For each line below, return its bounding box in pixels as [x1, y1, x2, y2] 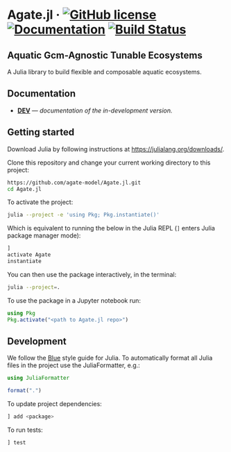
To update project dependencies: [7, 400, 102, 408]
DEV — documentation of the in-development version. [17, 106, 173, 115]
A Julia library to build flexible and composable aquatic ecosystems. [7, 68, 203, 76]
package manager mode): [7, 231, 81, 240]
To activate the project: [7, 198, 74, 206]
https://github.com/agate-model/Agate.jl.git [7, 179, 141, 186]
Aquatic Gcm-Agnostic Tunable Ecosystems [7, 49, 203, 61]
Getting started [7, 126, 75, 138]
